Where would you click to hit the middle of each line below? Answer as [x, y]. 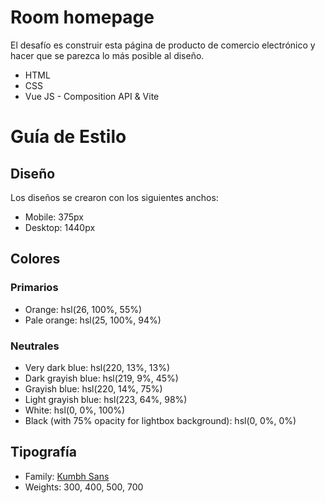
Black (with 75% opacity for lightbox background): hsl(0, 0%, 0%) [160, 420]
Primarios [34, 288]
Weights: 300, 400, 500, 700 [84, 487]
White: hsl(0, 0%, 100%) [75, 410]
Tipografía [43, 452]
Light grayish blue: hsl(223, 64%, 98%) [106, 399]
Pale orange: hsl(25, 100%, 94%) [93, 320]
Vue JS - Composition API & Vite [92, 96]
